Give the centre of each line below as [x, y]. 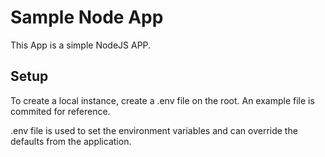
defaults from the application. [71, 141]
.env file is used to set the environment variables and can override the [154, 130]
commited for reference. [60, 111]
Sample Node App [87, 17]
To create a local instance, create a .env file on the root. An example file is [162, 100]
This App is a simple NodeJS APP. [81, 45]
